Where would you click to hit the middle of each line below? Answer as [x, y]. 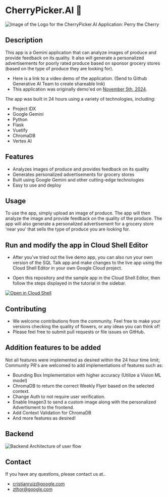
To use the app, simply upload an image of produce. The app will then [78, 213]
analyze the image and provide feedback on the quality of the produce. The [84, 218]
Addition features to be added [53, 348]
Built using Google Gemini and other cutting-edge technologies [78, 179]
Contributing [26, 309]
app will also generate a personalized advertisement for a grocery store [79, 224]
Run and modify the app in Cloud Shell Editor [77, 245]
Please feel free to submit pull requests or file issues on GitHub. [79, 332]
